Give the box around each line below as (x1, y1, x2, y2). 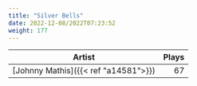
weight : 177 (8, 26, 48, 34)
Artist (73, 52, 96, 63)
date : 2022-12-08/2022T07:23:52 (8, 19, 116, 27)
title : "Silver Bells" (8, 11, 84, 20)
